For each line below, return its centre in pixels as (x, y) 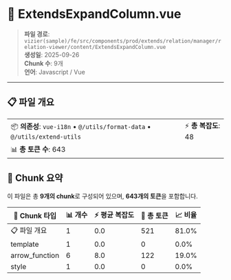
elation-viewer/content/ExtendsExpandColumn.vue (95, 47)
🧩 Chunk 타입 (35, 216)
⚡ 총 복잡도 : (202, 126)
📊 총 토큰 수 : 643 (38, 149)
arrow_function (35, 255)
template (25, 244)
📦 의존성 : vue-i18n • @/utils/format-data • (81, 126)
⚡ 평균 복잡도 (114, 214)
